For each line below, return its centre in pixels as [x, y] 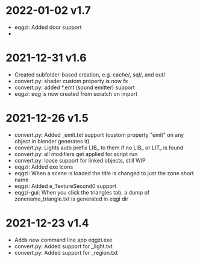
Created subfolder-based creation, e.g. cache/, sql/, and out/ [90, 74]
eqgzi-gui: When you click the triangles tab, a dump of [82, 192]
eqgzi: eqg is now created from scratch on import [76, 93]
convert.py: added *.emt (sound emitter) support [74, 87]
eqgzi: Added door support [48, 27]
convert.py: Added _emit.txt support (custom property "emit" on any [99, 135]
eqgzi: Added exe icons [44, 167]
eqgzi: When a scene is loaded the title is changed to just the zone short [104, 173]
